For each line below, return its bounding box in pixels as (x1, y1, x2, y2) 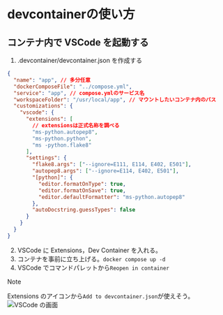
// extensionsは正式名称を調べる (32, 122, 120, 129)
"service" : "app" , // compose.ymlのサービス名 (13, 89, 145, 96)
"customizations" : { (13, 103, 73, 110)
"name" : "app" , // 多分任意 (13, 76, 91, 84)
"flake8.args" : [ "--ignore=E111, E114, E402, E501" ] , (32, 161, 192, 168)
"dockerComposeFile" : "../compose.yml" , (13, 83, 132, 90)
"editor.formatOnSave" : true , (38, 186, 127, 194)
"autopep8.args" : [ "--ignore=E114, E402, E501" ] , (32, 168, 179, 175)
